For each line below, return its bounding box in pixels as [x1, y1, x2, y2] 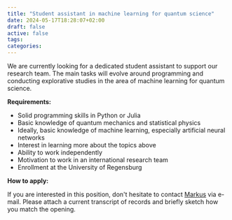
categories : [7, 43, 42, 50]
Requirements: [7, 98, 51, 105]
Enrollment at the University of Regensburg [17, 163, 142, 171]
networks [17, 133, 46, 142]
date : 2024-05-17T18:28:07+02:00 [7, 17, 105, 24]
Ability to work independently [17, 148, 103, 156]
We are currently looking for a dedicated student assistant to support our [7, 62, 218, 70]
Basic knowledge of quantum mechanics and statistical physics [17, 119, 201, 126]
